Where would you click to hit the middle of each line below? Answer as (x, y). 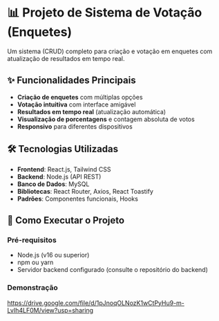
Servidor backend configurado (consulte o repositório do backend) (113, 270)
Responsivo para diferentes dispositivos (75, 126)
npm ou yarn (35, 262)
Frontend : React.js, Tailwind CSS (64, 169)
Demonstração (33, 288)
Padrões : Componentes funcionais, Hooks (77, 199)
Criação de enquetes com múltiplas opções (80, 97)
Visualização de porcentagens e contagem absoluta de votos (106, 119)
